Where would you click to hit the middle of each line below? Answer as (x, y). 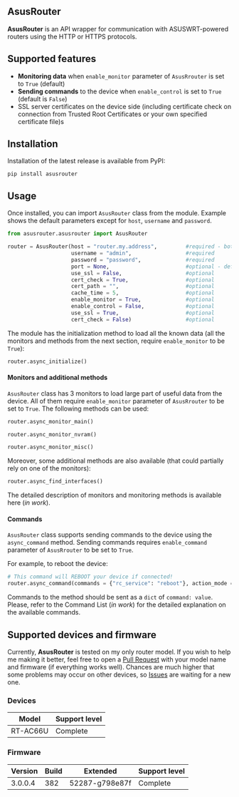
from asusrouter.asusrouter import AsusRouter (78, 234)
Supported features (52, 59)
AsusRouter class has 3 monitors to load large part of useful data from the (115, 393)
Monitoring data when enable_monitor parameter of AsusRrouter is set (121, 76)
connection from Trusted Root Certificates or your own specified (112, 114)
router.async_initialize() (47, 361)
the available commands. (44, 612)
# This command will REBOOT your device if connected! (90, 577)
